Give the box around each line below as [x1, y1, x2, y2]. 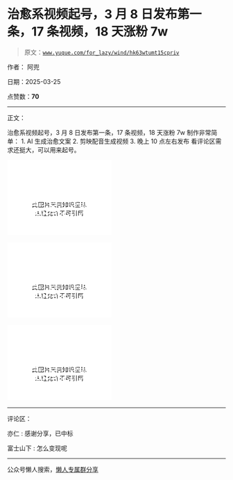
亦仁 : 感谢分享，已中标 [7, 429, 74, 438]
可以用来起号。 [37, 145, 80, 154]
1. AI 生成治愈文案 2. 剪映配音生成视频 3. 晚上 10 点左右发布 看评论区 [20, 137, 216, 145]
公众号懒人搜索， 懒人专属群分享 [7, 465, 98, 473]
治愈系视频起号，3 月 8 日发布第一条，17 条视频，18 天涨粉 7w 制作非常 [7, 128, 212, 136]
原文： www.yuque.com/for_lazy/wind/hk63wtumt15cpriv [24, 48, 180, 56]
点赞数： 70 [7, 92, 40, 101]
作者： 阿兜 [7, 63, 40, 71]
